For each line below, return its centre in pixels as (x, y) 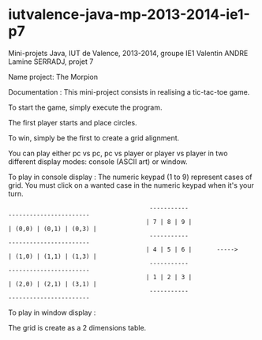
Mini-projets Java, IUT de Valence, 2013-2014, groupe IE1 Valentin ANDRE (128, 53)
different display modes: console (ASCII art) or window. (98, 161)
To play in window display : (52, 312)
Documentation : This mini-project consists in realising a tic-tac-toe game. (129, 92)
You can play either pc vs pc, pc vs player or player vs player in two (118, 153)
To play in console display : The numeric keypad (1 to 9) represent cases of (130, 177)
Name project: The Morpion (53, 77)
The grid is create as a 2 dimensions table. (77, 327)
